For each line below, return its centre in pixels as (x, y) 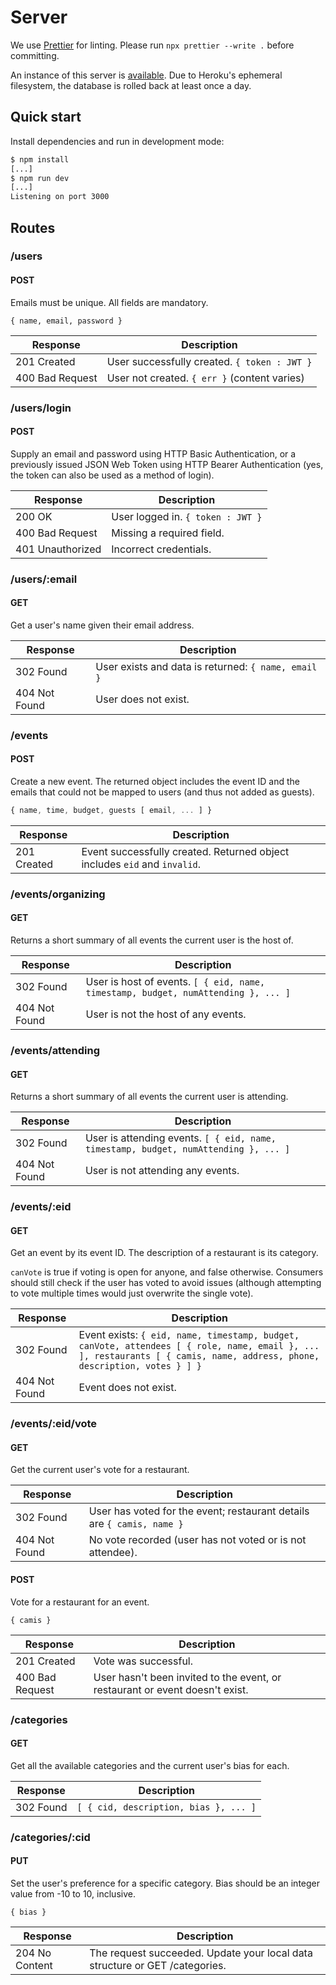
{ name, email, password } (66, 321)
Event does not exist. (127, 1388)
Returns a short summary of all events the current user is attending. (149, 1097)
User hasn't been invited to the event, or (187, 1677)
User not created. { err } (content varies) (205, 378)
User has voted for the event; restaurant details (199, 1511)
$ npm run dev (40, 178)
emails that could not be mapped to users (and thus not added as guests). (162, 792)
